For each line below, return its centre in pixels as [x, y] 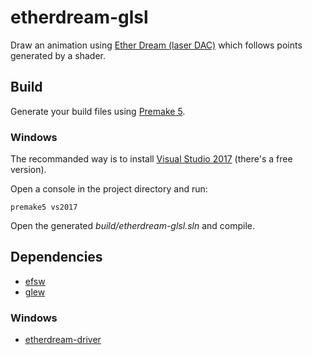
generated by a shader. [58, 55]
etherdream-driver [63, 340]
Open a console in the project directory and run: [109, 189]
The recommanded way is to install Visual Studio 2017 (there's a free [151, 159]
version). [28, 170]
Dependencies [56, 257]
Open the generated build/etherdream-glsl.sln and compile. [132, 226]
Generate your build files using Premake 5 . [98, 111]
